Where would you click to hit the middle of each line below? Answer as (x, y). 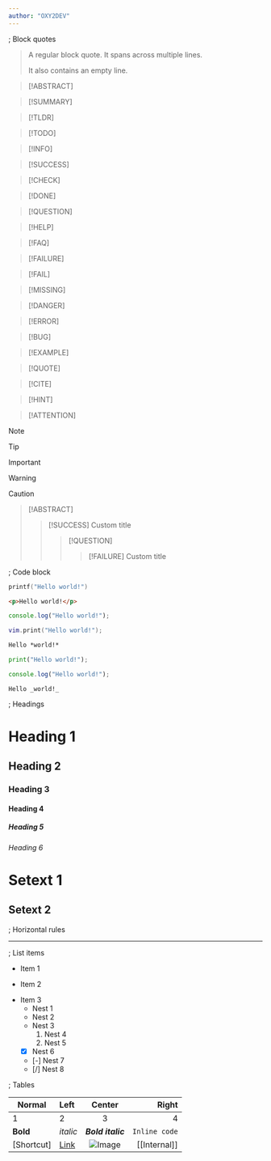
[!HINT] (40, 399)
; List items (27, 952)
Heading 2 (35, 767)
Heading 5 (26, 827)
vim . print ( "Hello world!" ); (56, 631)
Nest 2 (43, 1017)
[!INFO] (40, 148)
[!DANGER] (46, 305)
